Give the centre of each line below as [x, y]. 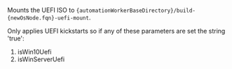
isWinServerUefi [41, 59]
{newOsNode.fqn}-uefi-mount [48, 18]
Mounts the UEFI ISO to [41, 10]
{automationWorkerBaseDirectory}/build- [136, 10]
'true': [16, 38]
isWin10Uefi [34, 52]
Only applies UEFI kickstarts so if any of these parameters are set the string [116, 31]
